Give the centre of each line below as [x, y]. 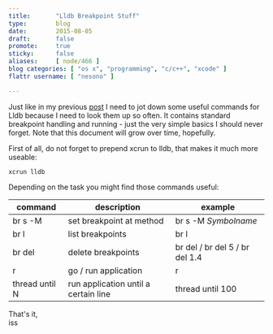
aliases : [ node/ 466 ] [54, 62]
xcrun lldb [27, 171]
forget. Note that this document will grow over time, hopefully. [112, 132]
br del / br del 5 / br [212, 247]
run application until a [109, 284]
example [218, 206]
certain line [89, 293]
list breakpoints [97, 234]
